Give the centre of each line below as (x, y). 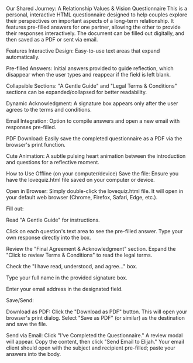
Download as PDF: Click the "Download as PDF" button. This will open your (97, 312)
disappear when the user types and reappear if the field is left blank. (89, 75)
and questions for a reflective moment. (53, 162)
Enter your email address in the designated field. (64, 289)
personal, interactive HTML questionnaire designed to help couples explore (97, 15)
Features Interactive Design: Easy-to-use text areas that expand (83, 51)
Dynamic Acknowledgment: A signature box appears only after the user (92, 103)
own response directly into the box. (49, 237)
